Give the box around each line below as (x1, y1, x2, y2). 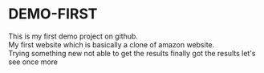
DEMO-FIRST (8, 5, 98, 23)
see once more (8, 57, 59, 67)
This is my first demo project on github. (8, 31, 139, 41)
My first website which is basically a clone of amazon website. (8, 39, 215, 49)
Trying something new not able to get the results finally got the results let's (8, 48, 256, 58)
